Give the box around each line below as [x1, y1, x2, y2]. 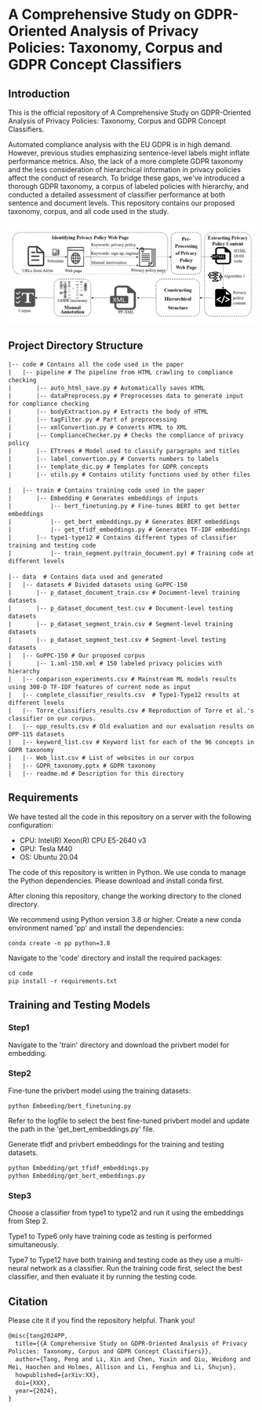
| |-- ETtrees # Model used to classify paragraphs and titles [8, 447, 241, 456]
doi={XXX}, [15, 1379, 51, 1386]
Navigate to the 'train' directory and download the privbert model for [8, 1040, 230, 1050]
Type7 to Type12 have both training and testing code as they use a [8, 1255, 223, 1264]
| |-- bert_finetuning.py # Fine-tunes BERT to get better [8, 502, 241, 511]
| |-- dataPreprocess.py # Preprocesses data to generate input [8, 392, 244, 400]
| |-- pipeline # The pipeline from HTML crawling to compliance [8, 368, 234, 377]
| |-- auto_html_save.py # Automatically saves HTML [8, 384, 206, 393]
